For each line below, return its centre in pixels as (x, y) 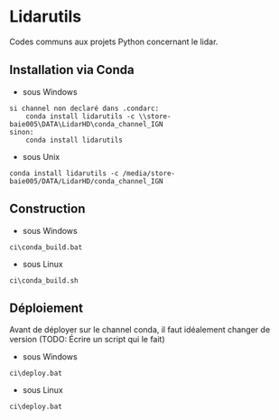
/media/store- (149, 173)
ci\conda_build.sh (44, 280)
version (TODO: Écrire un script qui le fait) (87, 340)
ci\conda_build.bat (46, 247)
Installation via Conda (72, 70)
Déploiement (46, 308)
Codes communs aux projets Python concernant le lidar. (114, 42)
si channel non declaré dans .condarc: (84, 108)
